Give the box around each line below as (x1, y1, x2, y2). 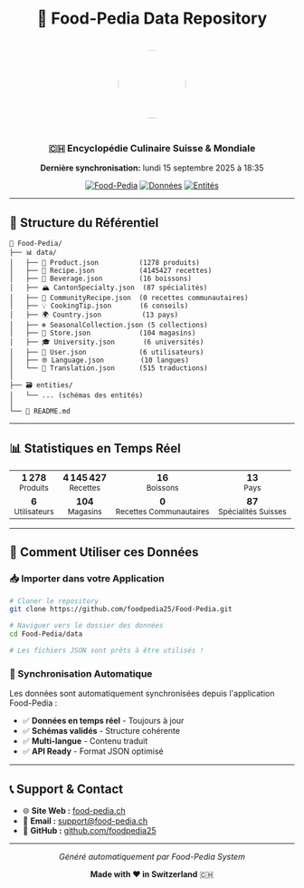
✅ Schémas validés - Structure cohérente (22, 726, 181, 737)
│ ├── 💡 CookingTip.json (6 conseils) (9, 301, 189, 311)
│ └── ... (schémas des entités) (9, 391, 144, 400)
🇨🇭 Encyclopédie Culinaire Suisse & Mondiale (48, 141, 256, 154)
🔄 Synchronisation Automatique (9, 667, 153, 679)
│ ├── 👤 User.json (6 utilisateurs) (9, 348, 204, 357)
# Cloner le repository (9, 596, 100, 606)
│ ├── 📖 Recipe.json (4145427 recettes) (9, 267, 213, 276)
